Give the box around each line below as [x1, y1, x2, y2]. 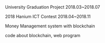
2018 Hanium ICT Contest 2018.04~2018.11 [5, 14, 91, 19]
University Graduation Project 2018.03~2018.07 [5, 4, 100, 10]
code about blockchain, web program [5, 33, 81, 38]
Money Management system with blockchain [5, 23, 95, 29]
